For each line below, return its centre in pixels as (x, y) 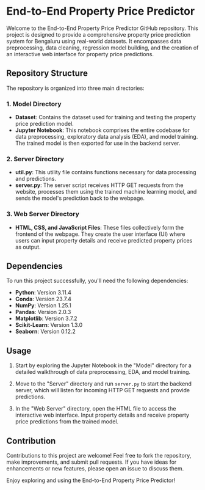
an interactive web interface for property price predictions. (80, 54)
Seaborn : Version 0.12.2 (45, 332)
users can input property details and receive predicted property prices (104, 240)
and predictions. (36, 179)
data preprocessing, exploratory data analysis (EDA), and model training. (106, 137)
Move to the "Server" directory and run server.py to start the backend (103, 384)
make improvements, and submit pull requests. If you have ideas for (92, 462)
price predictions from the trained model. (67, 422)
